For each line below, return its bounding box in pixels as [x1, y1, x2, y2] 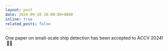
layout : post [5, 7, 33, 12]
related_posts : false [5, 21, 51, 26]
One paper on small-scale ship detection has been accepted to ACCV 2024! [5, 35, 163, 41]
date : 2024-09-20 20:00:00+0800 [5, 12, 73, 17]
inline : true [5, 16, 33, 21]
